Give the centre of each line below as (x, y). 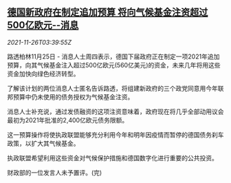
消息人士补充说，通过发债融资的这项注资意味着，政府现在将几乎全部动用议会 (115, 111)
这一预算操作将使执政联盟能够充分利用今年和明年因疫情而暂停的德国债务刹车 (115, 134)
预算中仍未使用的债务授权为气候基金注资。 (73, 97)
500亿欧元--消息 (43, 25)
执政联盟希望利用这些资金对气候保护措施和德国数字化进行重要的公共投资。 (112, 158)
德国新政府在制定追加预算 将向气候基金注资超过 (108, 12)
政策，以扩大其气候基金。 (43, 143)
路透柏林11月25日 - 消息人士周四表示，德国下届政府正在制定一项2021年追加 (113, 56)
